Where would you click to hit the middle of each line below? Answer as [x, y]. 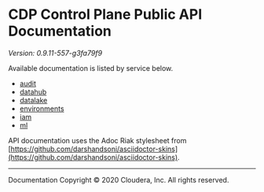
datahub [33, 91]
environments [42, 109]
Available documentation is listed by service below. [91, 68]
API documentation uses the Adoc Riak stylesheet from [97, 140]
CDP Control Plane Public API [105, 15]
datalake [33, 100]
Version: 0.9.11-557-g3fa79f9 [55, 53]
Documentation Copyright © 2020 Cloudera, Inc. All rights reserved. [119, 179]
